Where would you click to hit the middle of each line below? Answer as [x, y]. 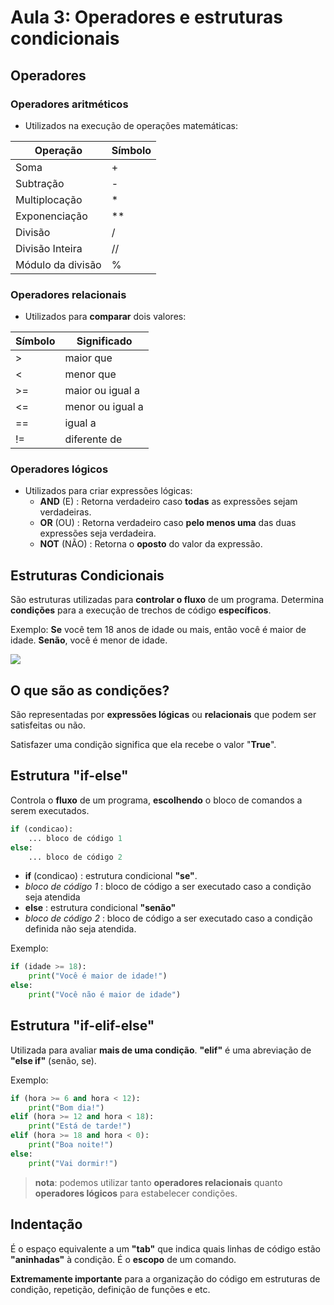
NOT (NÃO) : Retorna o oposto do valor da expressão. [151, 544]
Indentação [46, 1224]
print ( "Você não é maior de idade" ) [105, 995]
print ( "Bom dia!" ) [66, 1107]
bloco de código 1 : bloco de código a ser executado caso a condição [168, 887]
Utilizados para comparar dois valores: [105, 317]
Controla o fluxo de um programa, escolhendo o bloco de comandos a [156, 800]
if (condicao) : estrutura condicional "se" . [111, 876]
